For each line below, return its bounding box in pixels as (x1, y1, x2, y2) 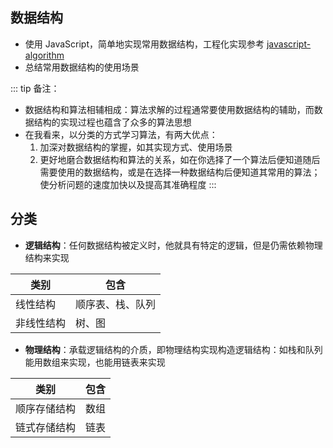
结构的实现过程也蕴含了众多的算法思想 (33, 116, 192, 128)
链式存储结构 (15, 420, 77, 434)
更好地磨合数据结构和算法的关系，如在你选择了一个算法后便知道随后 (39, 153, 321, 165)
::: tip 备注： (10, 82, 60, 94)
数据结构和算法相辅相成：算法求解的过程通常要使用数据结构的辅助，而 (24, 103, 315, 115)
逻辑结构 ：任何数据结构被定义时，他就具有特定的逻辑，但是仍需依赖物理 (24, 239, 323, 251)
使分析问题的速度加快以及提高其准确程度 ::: (39, 178, 217, 190)
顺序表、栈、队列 (75, 297, 157, 311)
